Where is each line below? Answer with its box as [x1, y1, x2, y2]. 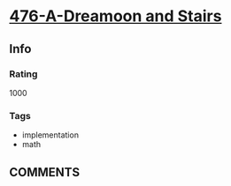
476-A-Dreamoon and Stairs [9, 6, 222, 26]
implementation [21, 130, 80, 140]
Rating [9, 68, 38, 80]
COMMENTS [9, 165, 81, 180]
